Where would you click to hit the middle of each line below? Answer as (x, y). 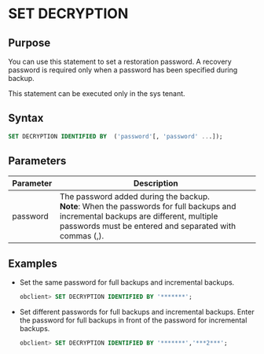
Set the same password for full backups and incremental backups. (127, 282)
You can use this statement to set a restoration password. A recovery (120, 61)
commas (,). (82, 235)
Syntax (26, 118)
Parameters (37, 161)
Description (156, 183)
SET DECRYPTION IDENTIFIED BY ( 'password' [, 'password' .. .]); (115, 136)
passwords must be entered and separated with (148, 226)
